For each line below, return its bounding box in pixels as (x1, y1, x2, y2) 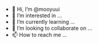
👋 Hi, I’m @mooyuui (11, 6, 61, 12)
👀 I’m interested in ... (11, 12, 62, 19)
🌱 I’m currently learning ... (11, 18, 75, 25)
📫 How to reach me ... (11, 32, 67, 38)
